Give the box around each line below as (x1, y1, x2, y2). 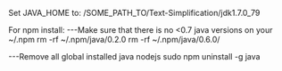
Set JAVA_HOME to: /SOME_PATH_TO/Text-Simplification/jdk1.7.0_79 (8, 8, 261, 18)
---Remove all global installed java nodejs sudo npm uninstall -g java (8, 51, 261, 61)
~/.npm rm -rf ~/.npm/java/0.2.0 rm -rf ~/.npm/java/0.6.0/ (8, 35, 220, 44)
